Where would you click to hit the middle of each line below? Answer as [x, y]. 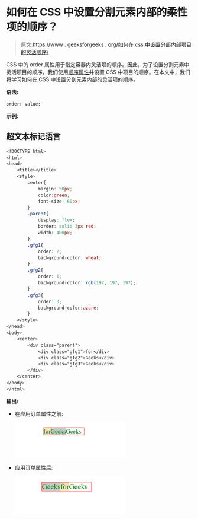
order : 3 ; [50, 301]
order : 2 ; [50, 251]
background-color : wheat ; [69, 258]
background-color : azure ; [68, 308]
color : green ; [53, 195]
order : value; [24, 104]
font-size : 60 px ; [59, 201]
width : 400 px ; [55, 233]
